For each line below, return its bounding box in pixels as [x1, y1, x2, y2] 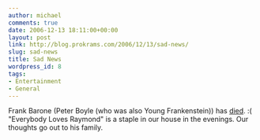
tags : [8, 70, 26, 78]
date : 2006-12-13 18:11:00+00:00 [8, 26, 119, 34]
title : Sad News [8, 56, 62, 64]
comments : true [8, 19, 58, 27]
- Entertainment [8, 77, 62, 85]
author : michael [8, 11, 62, 20]
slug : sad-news [8, 48, 58, 56]
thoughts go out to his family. [8, 123, 104, 132]
